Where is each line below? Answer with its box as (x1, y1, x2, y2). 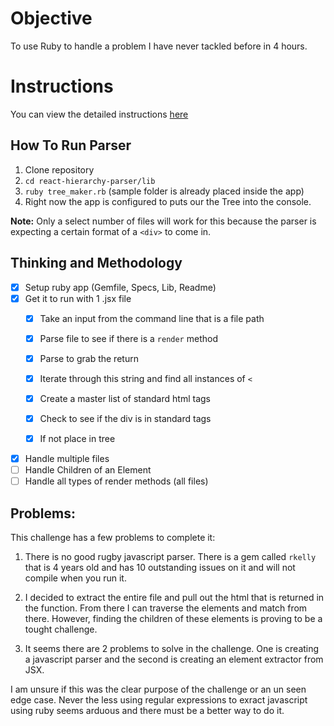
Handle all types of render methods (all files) (24, 475, 209, 487)
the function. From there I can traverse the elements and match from (24, 602, 308, 614)
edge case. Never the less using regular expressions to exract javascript (10, 694, 308, 706)
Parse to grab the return (39, 352, 139, 364)
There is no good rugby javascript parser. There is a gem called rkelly (24, 551, 317, 563)
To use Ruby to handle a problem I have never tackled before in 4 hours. (10, 40, 308, 52)
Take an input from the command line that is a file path (39, 312, 265, 324)
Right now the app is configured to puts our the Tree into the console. (24, 195, 312, 207)
